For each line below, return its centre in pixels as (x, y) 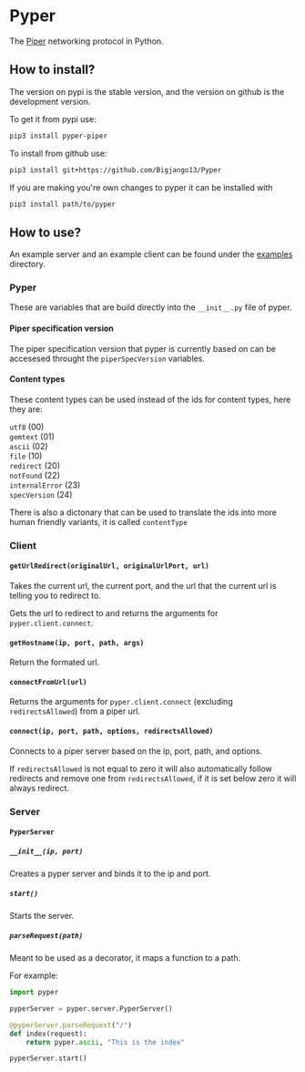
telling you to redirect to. (56, 596)
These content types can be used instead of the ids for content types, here (150, 399)
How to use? (46, 232)
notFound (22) (35, 475)
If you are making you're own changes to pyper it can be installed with (141, 187)
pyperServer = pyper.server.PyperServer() (91, 1008)
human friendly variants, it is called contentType (99, 521)
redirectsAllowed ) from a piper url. (75, 711)
